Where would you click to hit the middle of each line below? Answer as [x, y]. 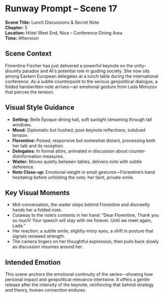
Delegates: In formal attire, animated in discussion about [70, 151]
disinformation [27, 156]
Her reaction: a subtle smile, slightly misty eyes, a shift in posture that [83, 231]
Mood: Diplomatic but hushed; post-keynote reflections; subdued [79, 130]
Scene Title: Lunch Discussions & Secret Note [52, 22]
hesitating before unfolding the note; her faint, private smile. [73, 177]
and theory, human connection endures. [46, 290]
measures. [53, 156]
